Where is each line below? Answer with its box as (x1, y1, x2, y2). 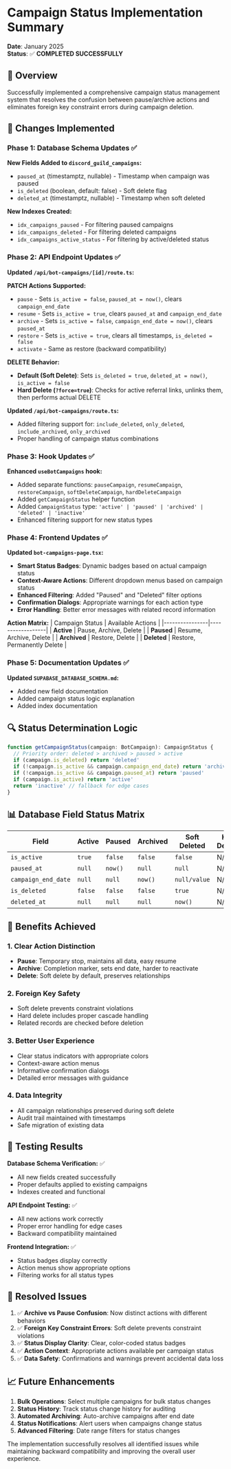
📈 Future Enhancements (7, 1376, 115, 1387)
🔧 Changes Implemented (7, 122, 115, 135)
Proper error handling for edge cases (16, 1222, 122, 1230)
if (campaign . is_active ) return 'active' (13, 775, 134, 783)
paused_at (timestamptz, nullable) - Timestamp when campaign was (16, 172, 210, 180)
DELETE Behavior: (7, 357, 60, 366)
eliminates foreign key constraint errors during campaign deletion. (7, 102, 195, 111)
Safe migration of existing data (16, 1120, 104, 1129)
